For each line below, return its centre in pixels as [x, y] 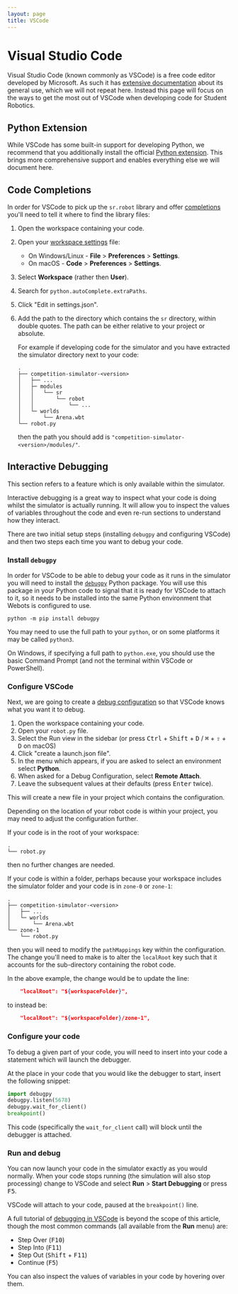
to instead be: [27, 1005]
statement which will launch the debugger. [69, 1060]
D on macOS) [37, 746]
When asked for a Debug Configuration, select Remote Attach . [109, 776]
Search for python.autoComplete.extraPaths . [82, 291]
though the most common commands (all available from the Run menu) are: [118, 1227]
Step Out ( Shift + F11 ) [52, 1255]
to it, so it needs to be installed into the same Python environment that [109, 598]
